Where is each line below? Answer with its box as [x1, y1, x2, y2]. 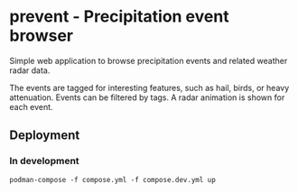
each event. [9, 101, 53, 112]
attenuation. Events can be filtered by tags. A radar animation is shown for [9, 92, 285, 103]
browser [9, 25, 74, 46]
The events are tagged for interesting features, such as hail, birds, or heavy [9, 82, 290, 93]
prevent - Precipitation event [9, 6, 229, 27]
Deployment [9, 128, 80, 143]
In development [9, 155, 79, 168]
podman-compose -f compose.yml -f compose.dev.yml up [9, 175, 217, 184]
